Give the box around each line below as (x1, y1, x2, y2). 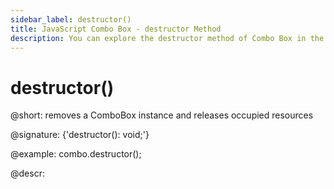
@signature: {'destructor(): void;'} (10, 129, 150, 141)
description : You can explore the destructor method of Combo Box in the (10, 33, 325, 43)
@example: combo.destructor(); (10, 148, 142, 160)
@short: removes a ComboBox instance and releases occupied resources (10, 109, 314, 121)
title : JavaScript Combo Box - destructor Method (10, 24, 222, 34)
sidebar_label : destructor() (10, 14, 132, 25)
